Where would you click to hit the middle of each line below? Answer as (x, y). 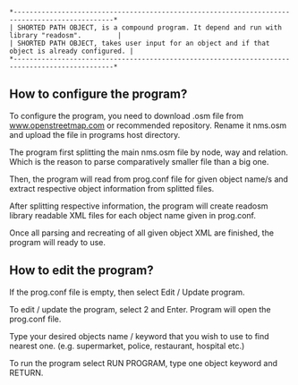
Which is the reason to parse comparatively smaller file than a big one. (139, 161)
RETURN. (26, 372)
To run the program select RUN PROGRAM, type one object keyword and (144, 363)
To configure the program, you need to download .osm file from (127, 115)
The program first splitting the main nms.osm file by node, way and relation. (149, 152)
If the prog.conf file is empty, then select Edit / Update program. (127, 292)
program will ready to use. (57, 242)
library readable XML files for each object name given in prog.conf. (133, 215)
